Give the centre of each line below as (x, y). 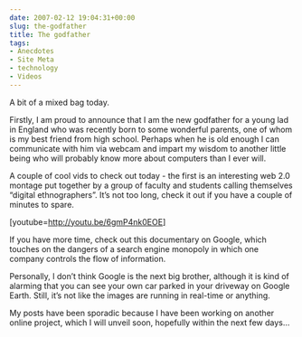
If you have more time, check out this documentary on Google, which (138, 239)
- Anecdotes (32, 51)
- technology (34, 69)
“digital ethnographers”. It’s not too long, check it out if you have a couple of (151, 194)
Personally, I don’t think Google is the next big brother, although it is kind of (149, 276)
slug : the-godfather (48, 26)
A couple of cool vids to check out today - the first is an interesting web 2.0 (150, 175)
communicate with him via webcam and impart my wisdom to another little (148, 148)
